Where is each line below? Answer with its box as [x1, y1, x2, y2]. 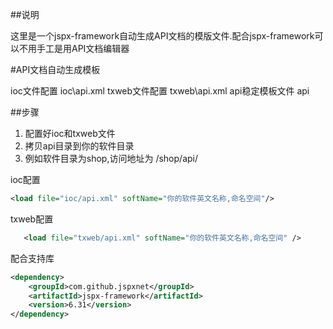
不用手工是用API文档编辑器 [18, 43, 130, 54]
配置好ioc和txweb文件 [24, 128, 116, 139]
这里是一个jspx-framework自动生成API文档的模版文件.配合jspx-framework [10, 30, 315, 42]
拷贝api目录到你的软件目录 [24, 140, 135, 152]
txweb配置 [10, 213, 54, 225]
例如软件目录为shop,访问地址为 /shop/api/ [24, 153, 198, 164]
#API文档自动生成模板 [10, 64, 101, 75]
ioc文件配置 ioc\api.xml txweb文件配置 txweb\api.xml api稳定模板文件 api [10, 85, 310, 97]
